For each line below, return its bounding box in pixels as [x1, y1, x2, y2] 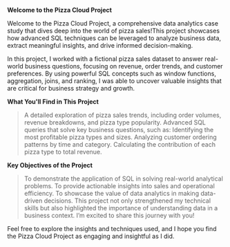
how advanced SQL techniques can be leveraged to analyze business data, [7, 34, 222, 42]
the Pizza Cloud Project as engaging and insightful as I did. [7, 232, 175, 240]
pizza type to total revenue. [23, 148, 102, 156]
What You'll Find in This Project [7, 98, 99, 106]
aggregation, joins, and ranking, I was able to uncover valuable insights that [7, 77, 222, 85]
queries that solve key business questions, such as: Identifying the [23, 126, 214, 134]
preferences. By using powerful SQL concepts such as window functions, [7, 69, 216, 77]
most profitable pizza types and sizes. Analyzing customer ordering [23, 133, 217, 141]
